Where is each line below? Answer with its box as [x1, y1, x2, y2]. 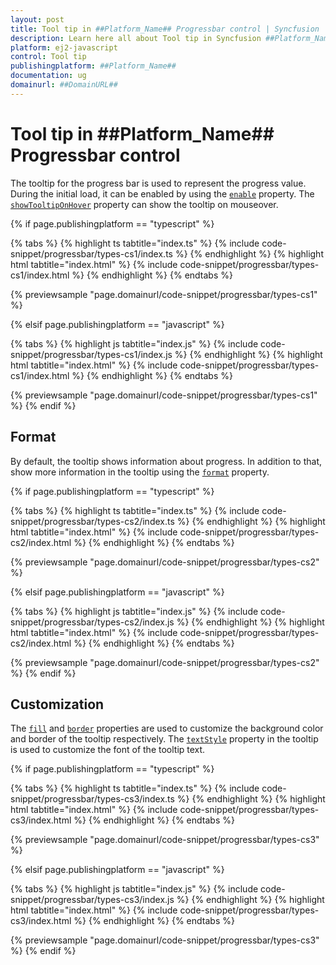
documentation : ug [10, 71, 87, 81]
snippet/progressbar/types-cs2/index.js [10, 616, 175, 628]
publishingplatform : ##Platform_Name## [10, 61, 177, 71]
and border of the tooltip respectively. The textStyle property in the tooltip [10, 733, 319, 745]
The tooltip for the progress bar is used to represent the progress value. [10, 177, 307, 189]
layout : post [10, 14, 65, 25]
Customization [10, 696, 105, 713]
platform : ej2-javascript [10, 42, 118, 53]
